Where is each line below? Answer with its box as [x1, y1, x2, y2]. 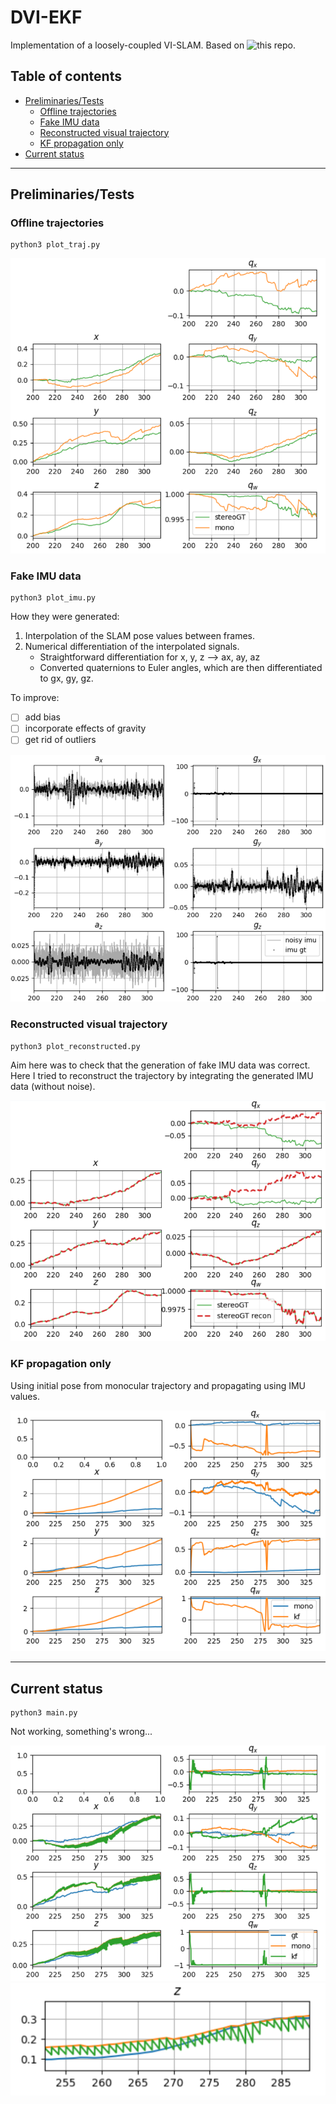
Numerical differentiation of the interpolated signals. [24, 641, 240, 653]
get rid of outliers [24, 734, 97, 746]
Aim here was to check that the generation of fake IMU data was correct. [10, 1059, 311, 1071]
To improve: [10, 692, 60, 704]
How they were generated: [10, 611, 120, 623]
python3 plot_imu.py [10, 593, 97, 603]
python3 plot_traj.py [10, 240, 101, 250]
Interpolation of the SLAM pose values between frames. [24, 630, 256, 642]
